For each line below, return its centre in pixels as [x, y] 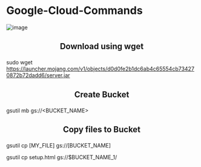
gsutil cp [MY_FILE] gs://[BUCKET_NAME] [58, 146]
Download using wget [102, 46]
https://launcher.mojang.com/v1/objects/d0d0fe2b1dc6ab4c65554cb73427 [100, 69]
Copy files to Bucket [102, 130]
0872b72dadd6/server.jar [38, 75]
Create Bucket [102, 94]
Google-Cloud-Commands [75, 11]
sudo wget [20, 63]
